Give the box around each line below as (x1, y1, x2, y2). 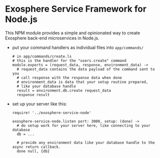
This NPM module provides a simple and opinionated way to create (5, 30, 140, 36)
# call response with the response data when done (17, 75, 122, 80)
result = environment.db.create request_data (17, 88, 111, 93)
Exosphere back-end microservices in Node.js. (5, 35, 99, 41)
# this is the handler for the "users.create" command (12, 58, 127, 63)
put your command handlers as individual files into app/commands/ (12, 44, 144, 50)
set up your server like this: (12, 101, 68, 107)
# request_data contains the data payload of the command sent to (17, 67, 155, 72)
